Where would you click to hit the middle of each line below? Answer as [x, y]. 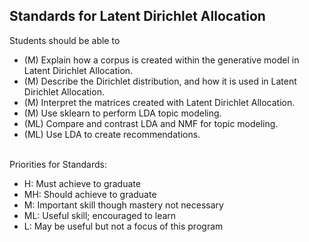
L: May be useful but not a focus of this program [123, 226]
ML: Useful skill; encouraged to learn [100, 215]
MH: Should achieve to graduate [90, 194]
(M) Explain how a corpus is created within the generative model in [161, 60]
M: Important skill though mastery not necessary [123, 205]
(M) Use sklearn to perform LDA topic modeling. [122, 113]
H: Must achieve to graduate [82, 183]
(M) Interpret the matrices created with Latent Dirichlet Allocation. [159, 102]
